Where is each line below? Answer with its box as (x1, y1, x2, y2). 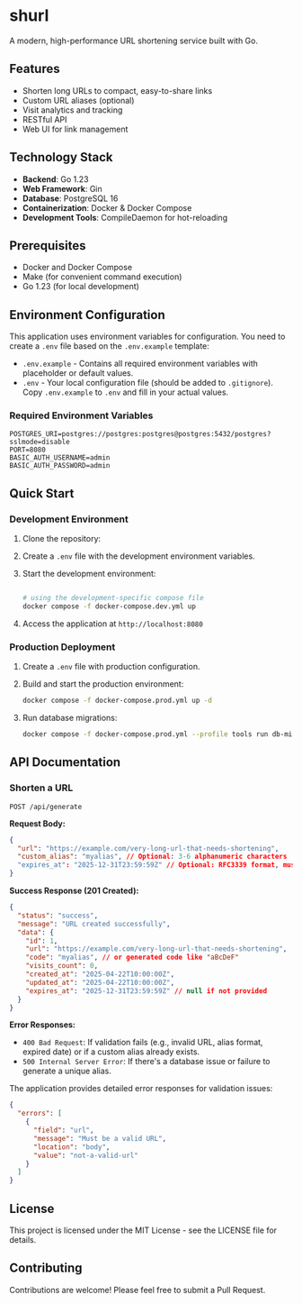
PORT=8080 (9, 445, 47, 455)
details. (9, 1234, 37, 1245)
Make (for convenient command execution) (22, 271, 182, 282)
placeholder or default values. (22, 368, 134, 378)
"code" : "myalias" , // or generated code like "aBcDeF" (25, 953, 240, 962)
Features (9, 61, 60, 77)
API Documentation (9, 754, 121, 771)
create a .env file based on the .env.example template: (9, 341, 209, 351)
